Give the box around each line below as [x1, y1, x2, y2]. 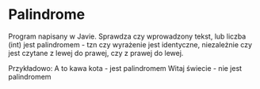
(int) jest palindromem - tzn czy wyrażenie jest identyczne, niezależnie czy [8, 39, 252, 49]
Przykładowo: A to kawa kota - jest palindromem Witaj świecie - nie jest [8, 63, 243, 72]
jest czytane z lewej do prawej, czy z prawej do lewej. [8, 48, 184, 57]
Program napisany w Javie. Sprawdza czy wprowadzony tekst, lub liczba [8, 32, 247, 41]
